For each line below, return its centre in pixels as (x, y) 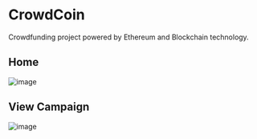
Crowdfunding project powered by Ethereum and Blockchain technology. (128, 37)
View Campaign (49, 107)
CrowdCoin (47, 15)
